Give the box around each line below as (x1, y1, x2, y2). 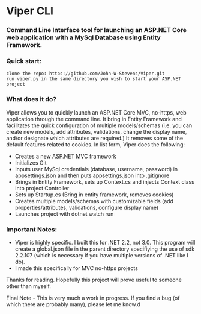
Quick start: (6, 57, 42, 66)
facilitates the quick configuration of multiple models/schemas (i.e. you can (6, 122, 193, 129)
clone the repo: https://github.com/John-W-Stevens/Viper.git (6, 71, 165, 77)
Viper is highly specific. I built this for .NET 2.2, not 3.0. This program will (14, 239, 196, 246)
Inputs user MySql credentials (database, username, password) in (14, 165, 178, 172)
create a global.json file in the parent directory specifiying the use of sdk (14, 245, 195, 253)
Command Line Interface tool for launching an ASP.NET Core (6, 26, 187, 34)
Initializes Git (14, 159, 47, 166)
